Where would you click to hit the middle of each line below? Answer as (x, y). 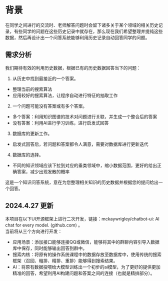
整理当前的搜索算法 (32, 89)
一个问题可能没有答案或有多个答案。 (50, 106)
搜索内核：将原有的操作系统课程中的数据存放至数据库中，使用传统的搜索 (87, 254)
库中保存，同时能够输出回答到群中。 (50, 248)
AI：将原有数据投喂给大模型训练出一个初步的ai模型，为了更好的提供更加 (86, 267)
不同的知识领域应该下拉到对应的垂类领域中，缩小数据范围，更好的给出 (85, 165)
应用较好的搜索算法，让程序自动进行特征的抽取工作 (65, 95)
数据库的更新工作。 (32, 133)
